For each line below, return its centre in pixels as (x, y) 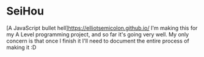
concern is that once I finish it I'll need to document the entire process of (98, 41)
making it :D (21, 47)
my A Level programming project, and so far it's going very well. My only (98, 34)
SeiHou (25, 11)
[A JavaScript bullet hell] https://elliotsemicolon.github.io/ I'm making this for (102, 28)
